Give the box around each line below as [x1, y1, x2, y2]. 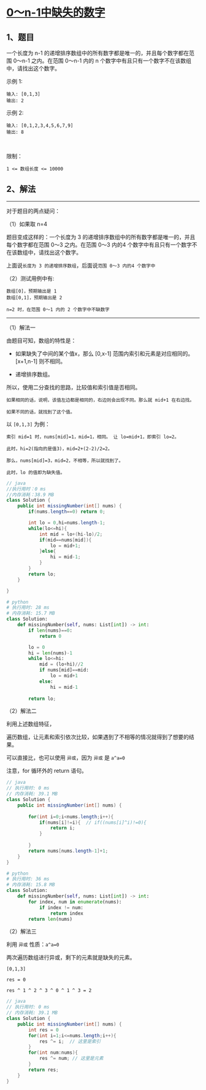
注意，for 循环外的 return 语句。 [6, 767, 88, 775]
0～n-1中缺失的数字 [6, 6, 105, 20]
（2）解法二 [6, 707, 37, 715]
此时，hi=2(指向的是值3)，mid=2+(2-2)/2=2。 [6, 445, 113, 451]
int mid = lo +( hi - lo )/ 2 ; [39, 531, 103, 537]
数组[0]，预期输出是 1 [6, 288, 57, 294]
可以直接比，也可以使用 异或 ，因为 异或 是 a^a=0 [6, 754, 126, 761]
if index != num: [39, 904, 84, 911]
